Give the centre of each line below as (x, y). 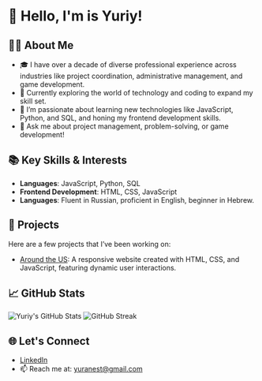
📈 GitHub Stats (47, 294)
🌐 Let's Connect (49, 341)
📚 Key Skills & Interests (68, 161)
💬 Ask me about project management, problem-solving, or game (124, 126)
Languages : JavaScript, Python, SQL (80, 183)
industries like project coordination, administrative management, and (131, 76)
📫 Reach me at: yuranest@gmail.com (81, 369)
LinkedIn (34, 360)
